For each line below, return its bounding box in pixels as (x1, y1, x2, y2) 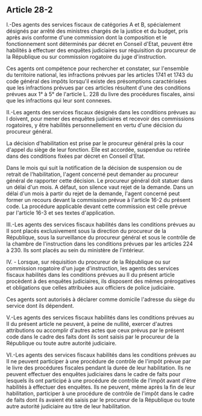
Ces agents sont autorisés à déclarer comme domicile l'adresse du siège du (6, 296, 195, 303)
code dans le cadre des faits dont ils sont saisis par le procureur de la (6, 333, 179, 340)
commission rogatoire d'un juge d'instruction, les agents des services (6, 264, 179, 271)
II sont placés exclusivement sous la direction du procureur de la (6, 227, 166, 235)
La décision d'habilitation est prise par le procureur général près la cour (6, 139, 184, 147)
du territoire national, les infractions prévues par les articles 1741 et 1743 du (6, 71, 194, 78)
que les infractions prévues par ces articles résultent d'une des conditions (6, 84, 191, 91)
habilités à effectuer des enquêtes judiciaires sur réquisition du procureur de (6, 47, 196, 54)
